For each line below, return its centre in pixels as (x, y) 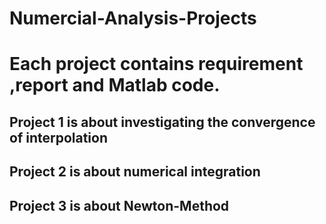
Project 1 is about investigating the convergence (162, 122)
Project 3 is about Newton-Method (119, 205)
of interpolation (59, 137)
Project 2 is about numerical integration (135, 172)
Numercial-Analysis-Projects (133, 18)
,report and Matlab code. (115, 85)
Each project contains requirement (156, 64)
